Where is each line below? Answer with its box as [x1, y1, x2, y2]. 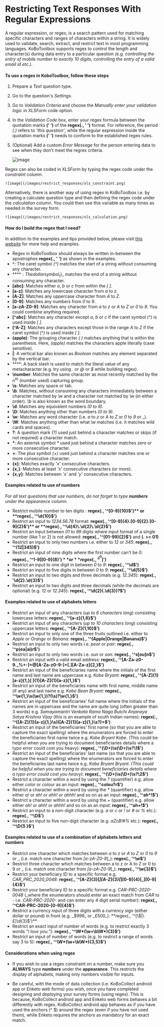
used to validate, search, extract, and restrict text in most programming [5, 40, 148, 46]
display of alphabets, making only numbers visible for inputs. [12, 971, 135, 978]
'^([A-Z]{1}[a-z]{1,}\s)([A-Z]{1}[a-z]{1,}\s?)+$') [12, 719, 111, 725]
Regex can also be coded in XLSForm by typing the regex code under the [5, 167, 153, 172]
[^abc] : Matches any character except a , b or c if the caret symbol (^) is [12, 314, 157, 320]
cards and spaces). [12, 424, 51, 430]
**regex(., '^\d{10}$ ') [12, 513, 57, 519]
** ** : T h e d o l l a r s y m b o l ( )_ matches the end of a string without [12, 271, 137, 279]
